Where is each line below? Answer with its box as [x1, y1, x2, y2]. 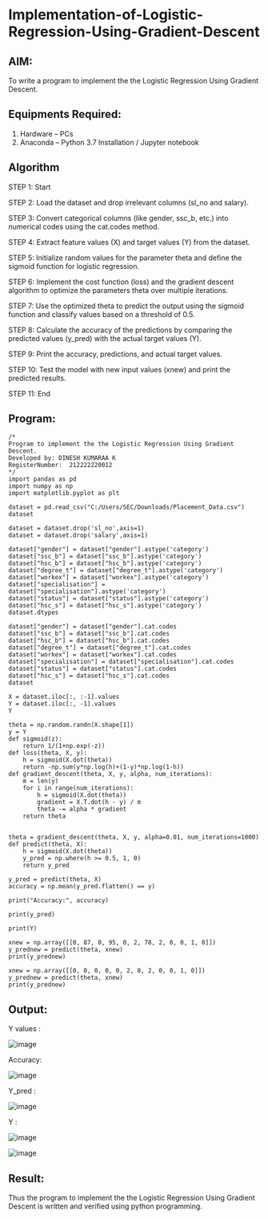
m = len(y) [22, 777, 59, 786]
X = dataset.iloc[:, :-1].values [8, 693, 120, 701]
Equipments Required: [8, 108, 122, 121]
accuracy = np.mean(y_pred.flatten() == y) [8, 883, 156, 891]
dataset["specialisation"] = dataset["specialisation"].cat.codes [8, 658, 234, 666]
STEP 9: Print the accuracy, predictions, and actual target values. [8, 349, 222, 359]
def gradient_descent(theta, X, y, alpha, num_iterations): [8, 770, 214, 778]
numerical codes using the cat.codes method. [8, 221, 160, 231]
